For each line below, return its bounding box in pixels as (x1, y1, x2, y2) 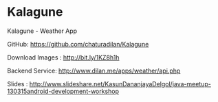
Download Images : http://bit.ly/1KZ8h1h (7, 53, 120, 62)
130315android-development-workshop (7, 87, 119, 95)
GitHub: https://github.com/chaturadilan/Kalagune (7, 40, 149, 48)
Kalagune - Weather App (7, 27, 78, 35)
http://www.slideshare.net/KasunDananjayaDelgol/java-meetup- (29, 79, 211, 88)
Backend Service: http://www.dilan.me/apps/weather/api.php (7, 66, 181, 75)
